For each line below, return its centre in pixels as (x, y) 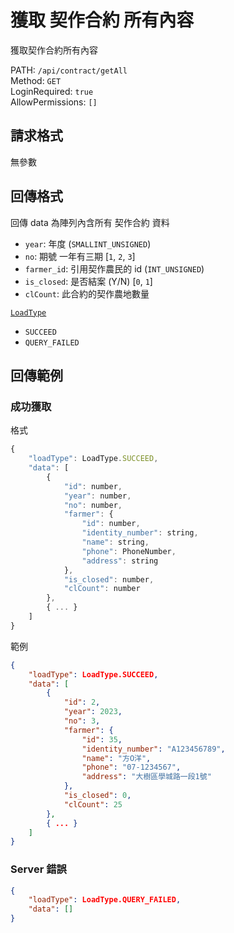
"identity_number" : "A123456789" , (153, 749)
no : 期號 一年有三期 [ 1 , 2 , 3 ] (80, 256)
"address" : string (120, 561)
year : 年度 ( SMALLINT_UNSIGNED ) (88, 243)
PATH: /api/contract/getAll (69, 70)
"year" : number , (97, 496)
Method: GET (36, 80)
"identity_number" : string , (140, 533)
